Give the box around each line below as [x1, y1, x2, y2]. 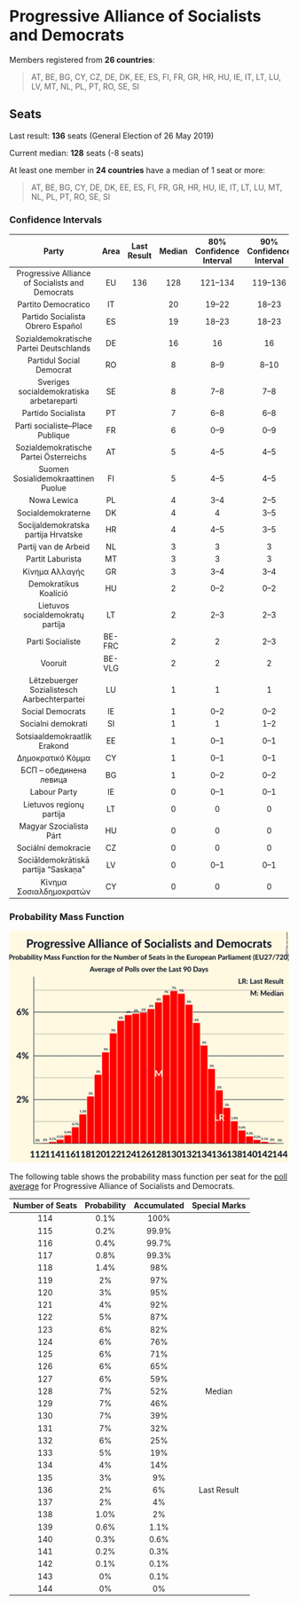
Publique [37, 429, 70, 440]
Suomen [38, 464, 69, 475]
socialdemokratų [23, 610, 84, 620]
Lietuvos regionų [23, 799, 84, 809]
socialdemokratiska [18, 386, 90, 397]
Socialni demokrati [20, 719, 88, 729]
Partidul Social [27, 355, 81, 366]
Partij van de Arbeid [17, 541, 90, 552]
